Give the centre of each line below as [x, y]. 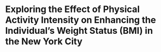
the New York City [44, 42]
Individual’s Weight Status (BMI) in [79, 31]
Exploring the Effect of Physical [72, 9]
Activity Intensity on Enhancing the [81, 20]
